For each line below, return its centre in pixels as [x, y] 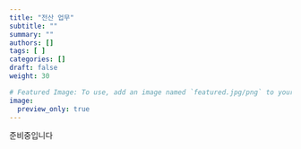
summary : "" [31, 34]
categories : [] [38, 59]
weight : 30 [30, 76]
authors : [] [31, 43]
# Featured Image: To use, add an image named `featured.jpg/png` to [142, 92]
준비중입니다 [31, 136]
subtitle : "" [34, 26]
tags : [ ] [28, 51]
